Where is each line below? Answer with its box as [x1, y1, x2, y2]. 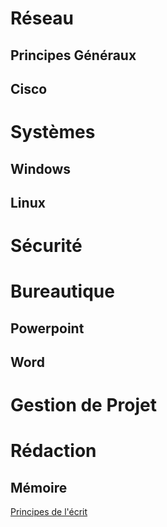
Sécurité [10, 235, 83, 257]
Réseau [10, 7, 75, 30]
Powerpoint [10, 320, 85, 337]
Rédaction [10, 440, 97, 462]
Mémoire [10, 479, 68, 496]
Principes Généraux [10, 47, 137, 64]
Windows [10, 160, 71, 177]
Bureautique [10, 280, 115, 303]
